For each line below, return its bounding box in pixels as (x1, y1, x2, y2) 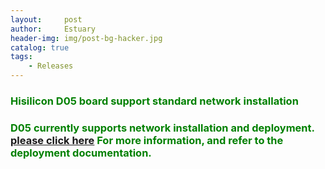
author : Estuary (10, 24, 97, 34)
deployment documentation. (10, 146, 152, 160)
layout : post (10, 14, 83, 25)
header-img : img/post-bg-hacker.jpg (10, 33, 163, 43)
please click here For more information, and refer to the (10, 133, 284, 147)
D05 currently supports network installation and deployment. (10, 121, 315, 135)
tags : (10, 52, 33, 62)
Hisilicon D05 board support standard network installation (10, 94, 299, 108)
